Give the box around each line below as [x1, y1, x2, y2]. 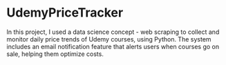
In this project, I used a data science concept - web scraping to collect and [6, 28, 220, 36]
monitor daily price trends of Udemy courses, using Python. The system [6, 35, 211, 43]
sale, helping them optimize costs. [6, 50, 104, 58]
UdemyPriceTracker [6, 5, 124, 21]
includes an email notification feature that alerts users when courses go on [6, 42, 220, 50]
